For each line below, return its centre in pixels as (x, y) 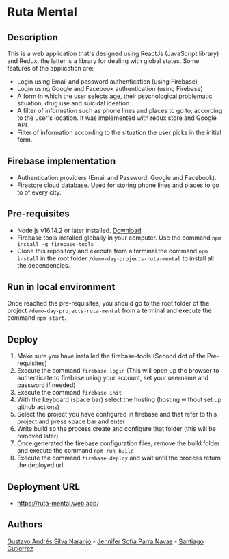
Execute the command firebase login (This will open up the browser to (118, 371)
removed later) (38, 436)
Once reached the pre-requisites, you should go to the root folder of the (108, 303)
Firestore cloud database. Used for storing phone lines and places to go (118, 185)
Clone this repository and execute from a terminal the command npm (112, 251)
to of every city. (39, 192)
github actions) (38, 407)
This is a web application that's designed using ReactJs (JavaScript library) (113, 53)
